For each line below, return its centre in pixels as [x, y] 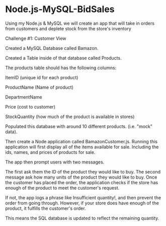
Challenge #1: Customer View [36, 38]
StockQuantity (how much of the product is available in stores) [70, 117]
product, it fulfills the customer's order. [46, 208]
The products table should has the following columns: [61, 68]
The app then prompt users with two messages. [55, 162]
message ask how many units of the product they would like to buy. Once [81, 177]
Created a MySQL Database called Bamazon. [52, 48]
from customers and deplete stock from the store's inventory [68, 28]
